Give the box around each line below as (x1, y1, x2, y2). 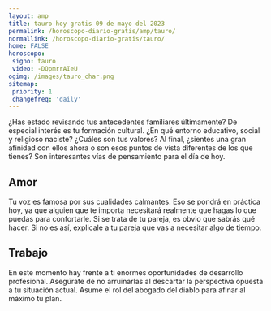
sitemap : (8, 80, 38, 88)
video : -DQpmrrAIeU (11, 65, 79, 73)
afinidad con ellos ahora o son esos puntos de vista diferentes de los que (8, 143, 253, 153)
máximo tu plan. (8, 293, 62, 303)
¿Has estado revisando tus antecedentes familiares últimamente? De (8, 117, 238, 127)
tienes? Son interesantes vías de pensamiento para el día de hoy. (8, 152, 226, 162)
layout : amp (8, 11, 49, 20)
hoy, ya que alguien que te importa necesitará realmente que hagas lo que (8, 205, 257, 215)
